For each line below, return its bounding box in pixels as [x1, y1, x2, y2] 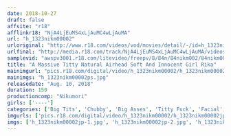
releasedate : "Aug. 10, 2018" [7, 80, 94, 87]
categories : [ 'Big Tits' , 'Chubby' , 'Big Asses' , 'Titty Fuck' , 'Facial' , [7, 106, 226, 113]
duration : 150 [7, 87, 48, 93]
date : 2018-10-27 [7, 10, 57, 17]
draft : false [7, 16, 45, 23]
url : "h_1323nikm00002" [7, 36, 76, 43]
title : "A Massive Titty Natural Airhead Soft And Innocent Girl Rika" [7, 61, 217, 68]
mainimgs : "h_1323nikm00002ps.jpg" [7, 73, 109, 81]
